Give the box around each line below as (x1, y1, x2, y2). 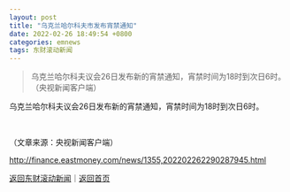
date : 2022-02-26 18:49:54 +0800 (9, 29, 133, 38)
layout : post (9, 12, 57, 22)
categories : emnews (9, 37, 81, 47)
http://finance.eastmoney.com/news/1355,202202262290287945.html (9, 155, 267, 165)
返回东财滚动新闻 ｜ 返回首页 (9, 173, 111, 184)
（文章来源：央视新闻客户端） (9, 137, 118, 148)
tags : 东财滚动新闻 (9, 46, 73, 55)
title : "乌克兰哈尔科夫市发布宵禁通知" (9, 21, 137, 30)
